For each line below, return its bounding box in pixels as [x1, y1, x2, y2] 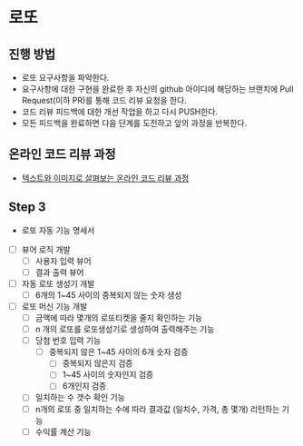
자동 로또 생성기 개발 [21, 278, 95, 289]
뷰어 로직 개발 [21, 243, 71, 254]
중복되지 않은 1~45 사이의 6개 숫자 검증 [48, 346, 189, 358]
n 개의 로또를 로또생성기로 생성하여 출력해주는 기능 [34, 323, 215, 335]
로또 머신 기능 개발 [21, 301, 88, 312]
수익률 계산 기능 [34, 426, 92, 437]
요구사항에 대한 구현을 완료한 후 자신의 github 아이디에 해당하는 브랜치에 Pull [21, 84, 294, 94]
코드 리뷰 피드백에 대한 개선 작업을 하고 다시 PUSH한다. [21, 106, 219, 117]
